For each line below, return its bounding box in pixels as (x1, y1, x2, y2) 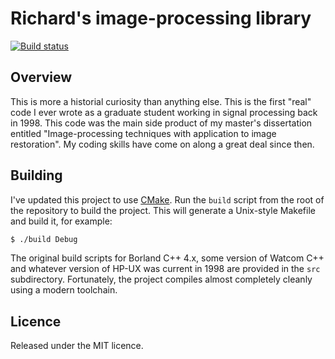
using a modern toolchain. (10, 284, 118, 296)
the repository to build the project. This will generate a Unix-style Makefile (10, 204, 316, 216)
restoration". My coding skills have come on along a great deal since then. (10, 138, 315, 150)
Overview (10, 69, 73, 86)
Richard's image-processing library (10, 7, 312, 30)
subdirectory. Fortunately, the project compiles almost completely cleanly (10, 273, 313, 286)
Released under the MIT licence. (10, 340, 144, 352)
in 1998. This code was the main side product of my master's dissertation (10, 117, 313, 129)
